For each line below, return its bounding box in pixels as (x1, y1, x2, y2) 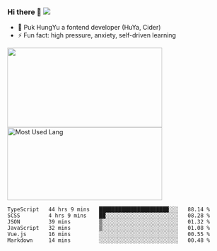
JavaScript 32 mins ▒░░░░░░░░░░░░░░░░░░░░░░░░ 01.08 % (7, 225, 211, 232)
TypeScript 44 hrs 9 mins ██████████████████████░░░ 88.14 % (7, 206, 211, 214)
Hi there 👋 (7, 7, 42, 17)
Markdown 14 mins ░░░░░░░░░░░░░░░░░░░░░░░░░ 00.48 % (7, 237, 211, 244)
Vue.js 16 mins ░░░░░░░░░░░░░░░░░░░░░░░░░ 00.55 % (7, 230, 211, 238)
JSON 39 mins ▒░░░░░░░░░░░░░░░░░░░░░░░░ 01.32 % (7, 218, 211, 226)
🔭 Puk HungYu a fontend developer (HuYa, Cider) (17, 23, 161, 32)
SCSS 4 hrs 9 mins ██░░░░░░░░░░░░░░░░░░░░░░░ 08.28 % (7, 212, 211, 219)
